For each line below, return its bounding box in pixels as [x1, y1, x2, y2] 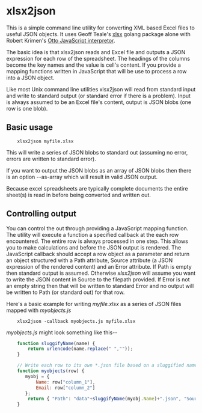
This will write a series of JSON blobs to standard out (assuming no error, [6, 148, 188, 156]
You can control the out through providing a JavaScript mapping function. [6, 224, 189, 232]
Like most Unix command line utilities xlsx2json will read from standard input [6, 85, 196, 93]
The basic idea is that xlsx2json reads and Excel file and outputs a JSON [6, 48, 186, 55]
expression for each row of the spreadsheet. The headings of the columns [6, 55, 191, 62]
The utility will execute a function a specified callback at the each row [6, 231, 179, 238]
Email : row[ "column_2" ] [35, 385, 96, 391]
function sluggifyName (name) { [17, 340, 96, 346]
